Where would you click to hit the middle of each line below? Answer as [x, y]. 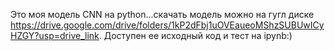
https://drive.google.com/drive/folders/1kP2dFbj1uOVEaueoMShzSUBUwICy [167, 25]
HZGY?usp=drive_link [55, 35]
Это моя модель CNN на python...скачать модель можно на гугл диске [162, 14]
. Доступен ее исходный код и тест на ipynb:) [195, 35]
